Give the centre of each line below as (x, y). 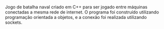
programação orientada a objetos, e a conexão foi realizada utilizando (76, 17)
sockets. (14, 22)
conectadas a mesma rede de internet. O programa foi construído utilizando (82, 12)
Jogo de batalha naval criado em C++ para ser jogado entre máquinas (76, 7)
